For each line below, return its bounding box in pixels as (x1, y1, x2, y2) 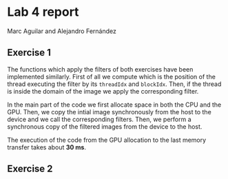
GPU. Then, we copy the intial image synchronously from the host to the (7, 107, 211, 116)
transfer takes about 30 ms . (7, 143, 86, 151)
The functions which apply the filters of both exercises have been (7, 65, 194, 73)
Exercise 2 (7, 163, 53, 175)
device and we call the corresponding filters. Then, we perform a (7, 115, 191, 123)
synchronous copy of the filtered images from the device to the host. (7, 122, 203, 131)
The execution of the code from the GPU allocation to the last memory (7, 136, 207, 144)
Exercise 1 (7, 47, 52, 59)
